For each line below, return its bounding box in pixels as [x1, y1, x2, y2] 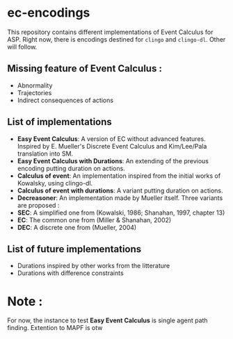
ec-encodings [7, 5, 90, 21]
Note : [7, 293, 43, 309]
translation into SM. [17, 149, 74, 158]
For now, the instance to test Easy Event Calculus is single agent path [7, 316, 208, 324]
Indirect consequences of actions [17, 96, 113, 104]
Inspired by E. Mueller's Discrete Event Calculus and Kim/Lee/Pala [17, 142, 207, 150]
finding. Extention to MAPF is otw [7, 324, 103, 332]
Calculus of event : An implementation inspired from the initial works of [17, 172, 221, 180]
